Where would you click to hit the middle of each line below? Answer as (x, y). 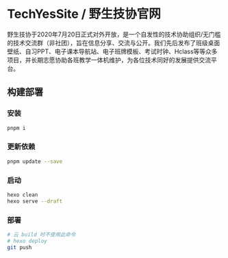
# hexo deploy (27, 241)
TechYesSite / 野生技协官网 (84, 14)
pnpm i (16, 128)
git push (20, 247)
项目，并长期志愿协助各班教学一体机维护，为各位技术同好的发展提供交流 (109, 60)
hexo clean (23, 195)
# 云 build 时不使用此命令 (41, 235)
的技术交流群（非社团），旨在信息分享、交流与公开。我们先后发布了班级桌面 (114, 42)
